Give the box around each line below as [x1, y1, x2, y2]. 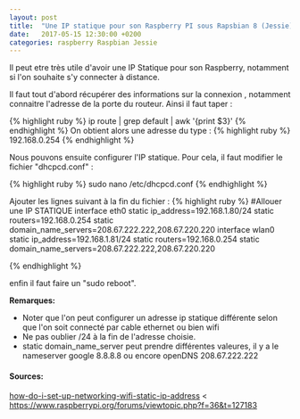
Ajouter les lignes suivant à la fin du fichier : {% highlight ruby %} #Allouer [9, 196, 283, 207]
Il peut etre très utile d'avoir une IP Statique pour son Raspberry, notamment [9, 62, 289, 73]
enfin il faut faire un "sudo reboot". [9, 278, 137, 289]
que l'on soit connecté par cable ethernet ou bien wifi [21, 322, 220, 333]
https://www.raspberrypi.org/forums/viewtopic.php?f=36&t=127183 [9, 400, 257, 411]
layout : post [9, 12, 58, 22]
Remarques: [9, 295, 56, 306]
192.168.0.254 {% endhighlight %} [9, 135, 135, 145]
